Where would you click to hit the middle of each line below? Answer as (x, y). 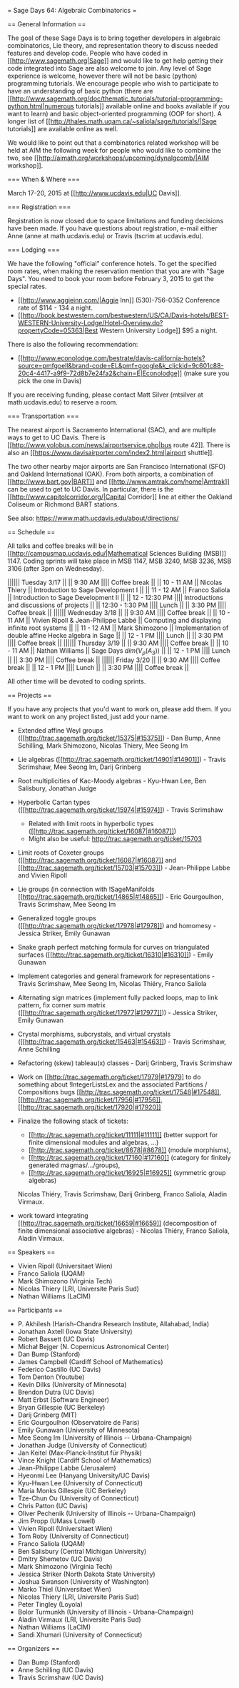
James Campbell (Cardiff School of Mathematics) (90, 1361)
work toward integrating (53, 1215)
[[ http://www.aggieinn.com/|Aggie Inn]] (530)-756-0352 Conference (119, 300)
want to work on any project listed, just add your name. (88, 716)
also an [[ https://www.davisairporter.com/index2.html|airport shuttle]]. (111, 453)
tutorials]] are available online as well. (63, 129)
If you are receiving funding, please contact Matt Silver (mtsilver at (105, 395)
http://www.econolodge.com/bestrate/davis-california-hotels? (114, 358)
